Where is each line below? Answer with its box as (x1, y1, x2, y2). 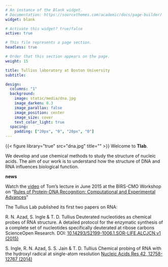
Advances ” (5, 194, 28, 200)
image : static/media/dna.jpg (14, 96, 76, 101)
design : (5, 82, 22, 87)
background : (10, 91, 36, 97)
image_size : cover (14, 115, 53, 120)
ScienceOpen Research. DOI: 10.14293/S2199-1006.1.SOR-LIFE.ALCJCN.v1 (5, 230, 161, 236)
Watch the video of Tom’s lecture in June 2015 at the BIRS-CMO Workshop (5, 184, 161, 189)
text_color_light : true (14, 120, 65, 125)
